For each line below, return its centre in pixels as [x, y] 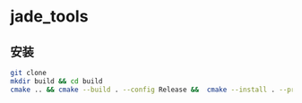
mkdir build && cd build [56, 81]
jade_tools [49, 17]
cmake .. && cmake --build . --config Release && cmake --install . [143, 90]
